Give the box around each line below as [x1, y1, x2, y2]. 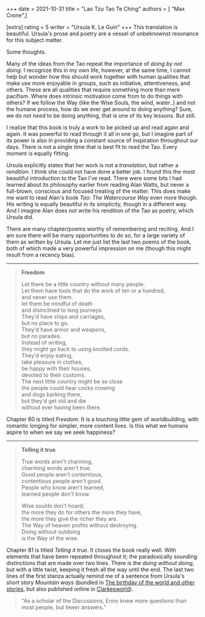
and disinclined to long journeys [21, 306, 102, 314]
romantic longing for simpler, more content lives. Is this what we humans [6, 422, 189, 429]
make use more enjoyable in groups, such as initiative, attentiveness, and [6, 79, 190, 87]
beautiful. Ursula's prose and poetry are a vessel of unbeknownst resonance [6, 30, 199, 37]
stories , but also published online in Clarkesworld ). [6, 585, 134, 593]
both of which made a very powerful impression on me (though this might [6, 245, 191, 252]
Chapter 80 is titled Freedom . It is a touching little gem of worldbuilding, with [6, 416, 199, 423]
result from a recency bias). [6, 251, 76, 258]
